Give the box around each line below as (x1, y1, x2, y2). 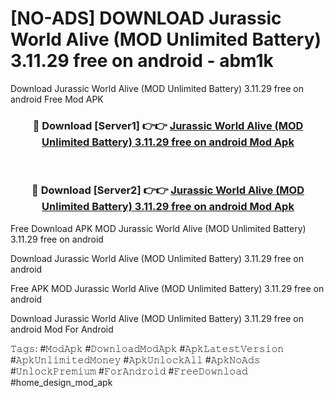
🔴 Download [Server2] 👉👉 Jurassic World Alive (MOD (31, 183, 305, 197)
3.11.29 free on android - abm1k (10, 50, 274, 72)
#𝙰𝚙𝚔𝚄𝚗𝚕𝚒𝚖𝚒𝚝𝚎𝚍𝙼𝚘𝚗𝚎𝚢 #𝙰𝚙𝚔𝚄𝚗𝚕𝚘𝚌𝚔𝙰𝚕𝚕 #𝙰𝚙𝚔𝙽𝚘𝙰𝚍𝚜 (10, 353, 261, 366)
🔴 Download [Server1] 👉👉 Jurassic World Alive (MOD (32, 118, 304, 132)
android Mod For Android (10, 323, 114, 335)
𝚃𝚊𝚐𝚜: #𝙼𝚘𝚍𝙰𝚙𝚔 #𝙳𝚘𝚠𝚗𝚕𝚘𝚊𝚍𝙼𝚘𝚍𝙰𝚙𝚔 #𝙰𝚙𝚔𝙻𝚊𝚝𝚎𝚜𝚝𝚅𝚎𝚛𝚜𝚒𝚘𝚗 (10, 342, 285, 354)
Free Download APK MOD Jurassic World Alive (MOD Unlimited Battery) (10, 222, 307, 234)
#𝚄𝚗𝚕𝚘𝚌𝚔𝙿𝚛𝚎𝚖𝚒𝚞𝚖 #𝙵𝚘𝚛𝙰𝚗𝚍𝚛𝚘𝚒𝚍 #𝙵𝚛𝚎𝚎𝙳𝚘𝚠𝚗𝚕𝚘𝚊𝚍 (10, 365, 248, 377)
